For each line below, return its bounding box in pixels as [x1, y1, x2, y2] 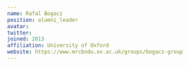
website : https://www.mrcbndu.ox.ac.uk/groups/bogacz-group [7, 49, 184, 56]
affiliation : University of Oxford [7, 42, 109, 49]
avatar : [7, 23, 30, 30]
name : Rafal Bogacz [7, 10, 63, 17]
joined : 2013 [7, 36, 45, 43]
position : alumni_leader [7, 16, 78, 23]
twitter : [7, 29, 32, 36]
